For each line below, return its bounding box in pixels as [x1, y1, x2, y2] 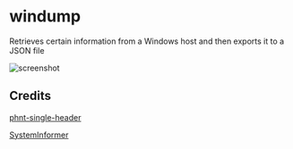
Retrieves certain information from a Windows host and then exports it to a [9, 36, 285, 46]
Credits [9, 88, 52, 103]
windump [9, 6, 82, 27]
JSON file [9, 45, 45, 55]
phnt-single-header [9, 112, 82, 122]
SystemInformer [9, 129, 69, 140]
